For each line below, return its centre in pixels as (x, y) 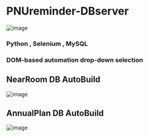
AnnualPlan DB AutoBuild (55, 113)
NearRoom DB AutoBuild (53, 80)
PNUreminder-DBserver (68, 11)
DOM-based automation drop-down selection (75, 60)
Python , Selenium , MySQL (47, 44)
